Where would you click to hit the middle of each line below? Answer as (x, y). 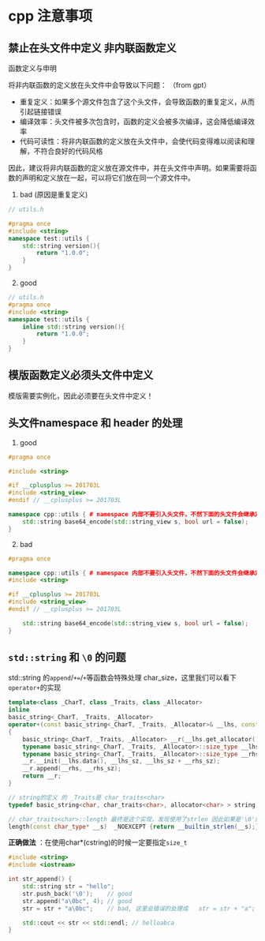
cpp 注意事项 (50, 16)
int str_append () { (40, 879)
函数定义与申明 (32, 68)
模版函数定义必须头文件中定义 (81, 375)
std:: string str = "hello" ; (68, 887)
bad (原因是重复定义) (54, 195)
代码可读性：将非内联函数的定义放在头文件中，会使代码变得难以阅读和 (134, 141)
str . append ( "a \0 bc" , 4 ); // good (77, 901)
